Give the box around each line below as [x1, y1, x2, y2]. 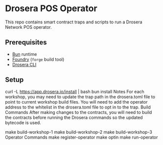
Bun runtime [12, 51, 37, 57]
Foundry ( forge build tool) [12, 56, 65, 62]
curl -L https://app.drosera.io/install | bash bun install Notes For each [5, 89, 144, 94]
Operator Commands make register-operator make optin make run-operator [5, 134, 158, 140]
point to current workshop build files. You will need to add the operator [5, 99, 148, 105]
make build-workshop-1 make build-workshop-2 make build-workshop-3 [5, 129, 153, 135]
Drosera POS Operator [5, 3, 97, 14]
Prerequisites [5, 38, 47, 47]
